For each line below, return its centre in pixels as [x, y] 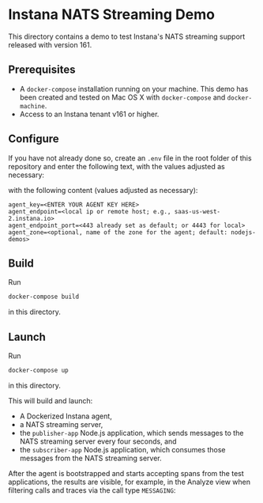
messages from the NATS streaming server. [90, 458]
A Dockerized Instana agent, [66, 416]
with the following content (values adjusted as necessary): [103, 190]
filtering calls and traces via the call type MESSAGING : [92, 490]
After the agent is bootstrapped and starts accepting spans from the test [126, 473]
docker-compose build [44, 297]
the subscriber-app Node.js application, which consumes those [122, 449]
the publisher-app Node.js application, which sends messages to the [131, 433]
